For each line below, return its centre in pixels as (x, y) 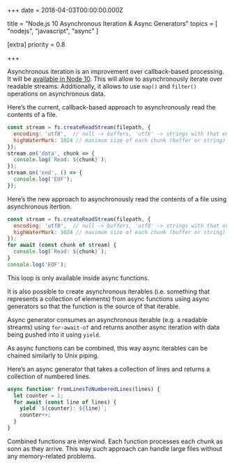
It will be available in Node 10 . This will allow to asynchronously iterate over (115, 79)
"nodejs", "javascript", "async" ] (53, 31)
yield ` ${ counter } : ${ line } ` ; (64, 408)
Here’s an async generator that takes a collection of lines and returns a (109, 369)
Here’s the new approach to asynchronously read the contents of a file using (117, 199)
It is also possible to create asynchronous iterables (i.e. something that (109, 291)
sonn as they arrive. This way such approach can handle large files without (115, 448)
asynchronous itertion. (39, 206)
